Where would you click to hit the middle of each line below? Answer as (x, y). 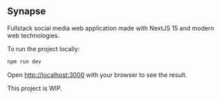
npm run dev (24, 62)
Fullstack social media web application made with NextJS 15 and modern (111, 28)
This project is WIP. (35, 88)
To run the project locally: (44, 48)
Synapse (27, 11)
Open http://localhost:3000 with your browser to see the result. (97, 75)
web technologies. (33, 35)
